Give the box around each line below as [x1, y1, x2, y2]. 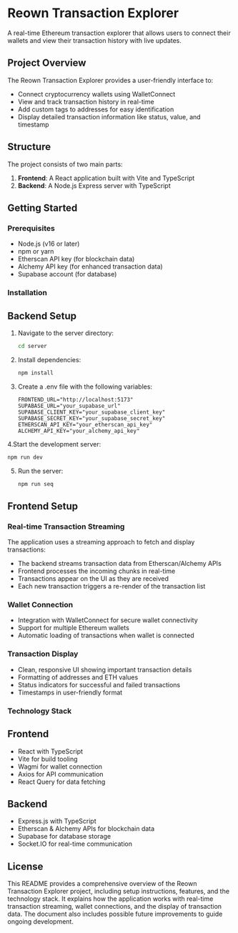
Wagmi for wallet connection [17, 762, 102, 771]
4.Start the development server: [7, 439, 101, 448]
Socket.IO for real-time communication [17, 839, 132, 848]
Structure [7, 141, 51, 153]
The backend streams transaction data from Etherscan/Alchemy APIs [17, 559, 222, 568]
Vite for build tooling [17, 754, 78, 763]
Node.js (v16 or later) [17, 239, 80, 248]
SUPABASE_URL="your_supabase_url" [17, 402, 121, 409]
